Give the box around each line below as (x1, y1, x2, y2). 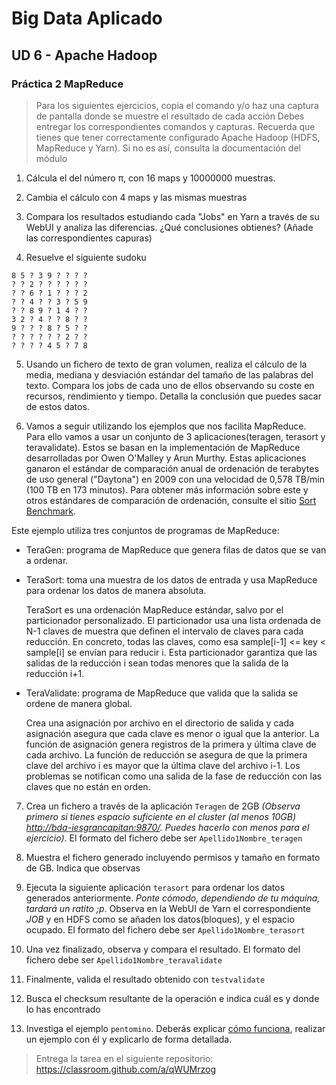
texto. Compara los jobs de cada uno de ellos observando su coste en (25, 379, 315, 391)
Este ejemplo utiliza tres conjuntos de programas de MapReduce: (11, 524, 280, 536)
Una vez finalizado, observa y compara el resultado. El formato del (25, 943, 301, 955)
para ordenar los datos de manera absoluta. (25, 584, 207, 596)
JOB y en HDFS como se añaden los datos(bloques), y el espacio (25, 913, 295, 925)
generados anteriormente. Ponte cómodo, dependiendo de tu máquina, (25, 892, 321, 904)
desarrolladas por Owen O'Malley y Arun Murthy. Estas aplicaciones (25, 452, 307, 464)
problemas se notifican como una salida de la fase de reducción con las (25, 770, 323, 782)
